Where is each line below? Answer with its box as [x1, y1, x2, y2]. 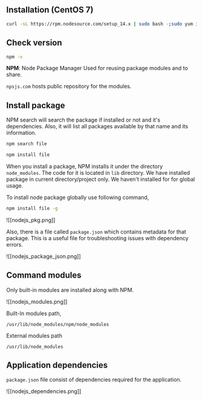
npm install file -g [6, 205, 59, 211]
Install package [6, 100, 65, 111]
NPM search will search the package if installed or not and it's [6, 116, 161, 123]
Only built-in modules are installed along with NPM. [6, 286, 134, 293]
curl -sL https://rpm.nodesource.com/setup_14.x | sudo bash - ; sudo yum [6, 21, 193, 27]
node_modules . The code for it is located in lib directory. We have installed [6, 169, 190, 176]
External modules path [6, 332, 62, 339]
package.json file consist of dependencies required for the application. [6, 376, 182, 383]
